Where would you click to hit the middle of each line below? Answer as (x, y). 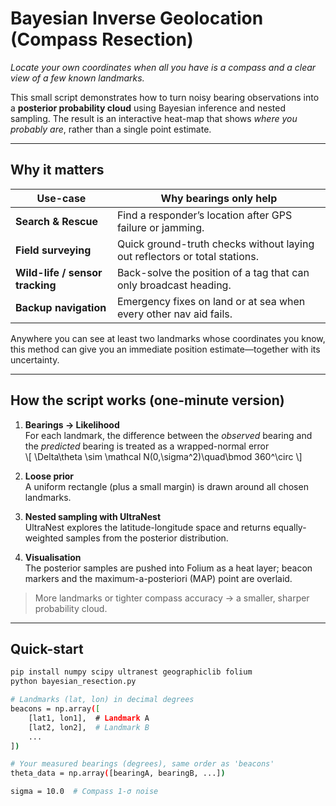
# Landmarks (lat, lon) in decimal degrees (102, 700)
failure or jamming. (160, 227)
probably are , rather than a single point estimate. (111, 129)
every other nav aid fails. (174, 314)
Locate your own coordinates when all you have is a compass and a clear (163, 67)
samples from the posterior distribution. (147, 538)
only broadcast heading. (174, 285)
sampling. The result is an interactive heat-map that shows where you (154, 118)
